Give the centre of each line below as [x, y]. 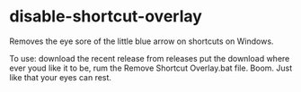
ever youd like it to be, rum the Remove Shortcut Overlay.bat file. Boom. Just [151, 68]
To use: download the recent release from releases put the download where [150, 58]
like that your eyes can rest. [61, 77]
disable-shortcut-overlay [106, 17]
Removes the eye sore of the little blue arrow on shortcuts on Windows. [142, 41]
